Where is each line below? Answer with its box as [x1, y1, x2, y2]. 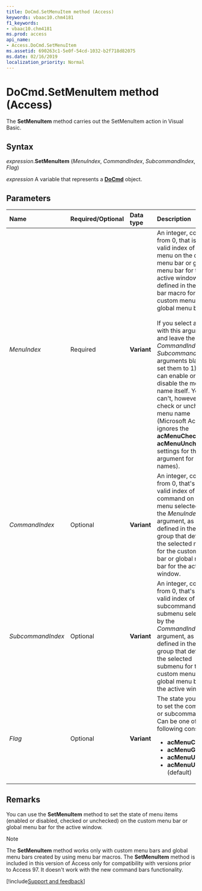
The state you [157, 695, 196, 703]
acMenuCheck [157, 432, 200, 440]
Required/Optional [70, 215, 124, 223]
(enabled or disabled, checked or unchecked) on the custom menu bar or [6, 817, 188, 824]
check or [157, 402, 182, 410]
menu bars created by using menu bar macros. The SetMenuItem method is [6, 853, 195, 860]
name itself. [157, 387, 190, 395]
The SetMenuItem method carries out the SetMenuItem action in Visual [6, 118, 184, 125]
